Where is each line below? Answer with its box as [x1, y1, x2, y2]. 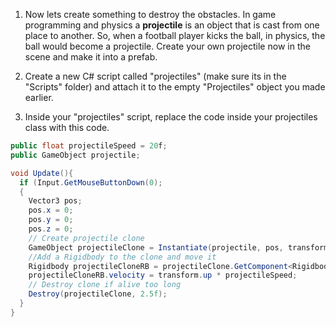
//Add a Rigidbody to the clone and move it [28, 252, 217, 262]
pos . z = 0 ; [28, 224, 74, 234]
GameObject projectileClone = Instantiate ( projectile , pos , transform [28, 242, 329, 253]
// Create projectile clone [28, 233, 145, 243]
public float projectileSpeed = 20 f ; [10, 141, 168, 151]
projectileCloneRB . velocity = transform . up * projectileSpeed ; [28, 270, 298, 281]
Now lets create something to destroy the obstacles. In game [24, 9, 277, 20]
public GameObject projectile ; [10, 150, 141, 160]
